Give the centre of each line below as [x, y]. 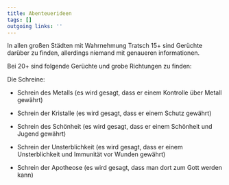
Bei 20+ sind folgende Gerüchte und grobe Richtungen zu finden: [99, 66]
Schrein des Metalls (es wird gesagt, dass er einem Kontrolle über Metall [119, 92]
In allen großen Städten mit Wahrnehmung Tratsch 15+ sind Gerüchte [105, 46]
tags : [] [20, 20]
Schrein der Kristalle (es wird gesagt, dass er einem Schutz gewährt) [114, 113]
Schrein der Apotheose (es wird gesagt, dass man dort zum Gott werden [120, 168]
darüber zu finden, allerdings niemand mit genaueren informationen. [104, 53]
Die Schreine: [26, 79]
